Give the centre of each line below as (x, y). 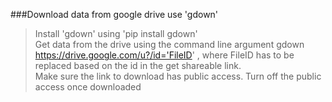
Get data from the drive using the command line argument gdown (169, 44)
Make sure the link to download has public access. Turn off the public (178, 76)
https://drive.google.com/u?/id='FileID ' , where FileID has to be (164, 55)
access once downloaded (88, 87)
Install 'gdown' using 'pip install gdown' (116, 33)
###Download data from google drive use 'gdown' (114, 14)
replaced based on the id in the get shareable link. (138, 65)
